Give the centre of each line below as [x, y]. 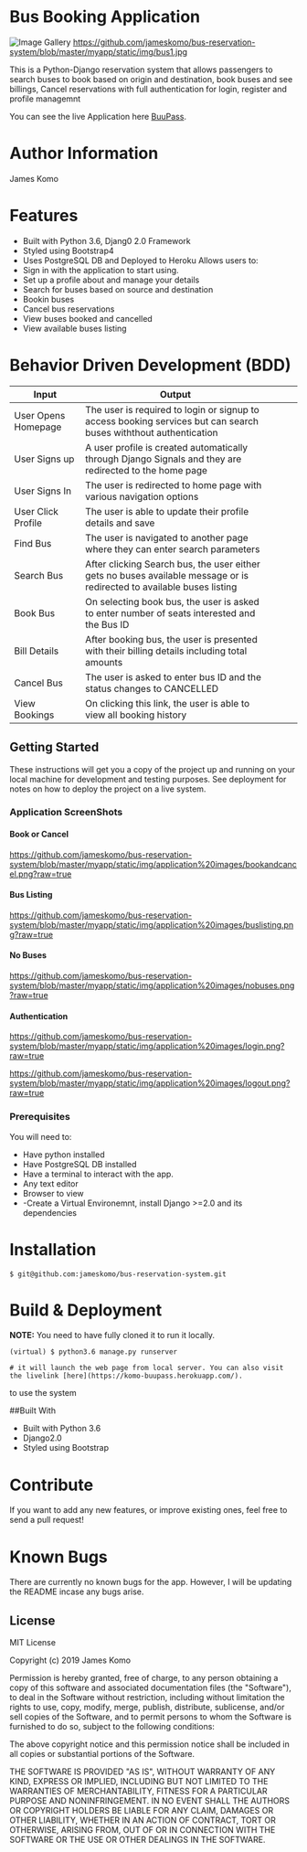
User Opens [40, 415]
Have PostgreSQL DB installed [79, 1164]
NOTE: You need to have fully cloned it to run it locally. [112, 1336]
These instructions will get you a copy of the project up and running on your [152, 769]
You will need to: [41, 1136]
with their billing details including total [166, 651]
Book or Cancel [39, 835]
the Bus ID [107, 624]
